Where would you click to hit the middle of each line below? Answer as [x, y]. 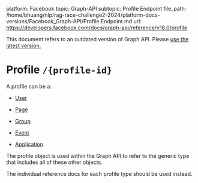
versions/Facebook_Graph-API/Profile [53, 21]
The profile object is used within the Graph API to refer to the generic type [98, 155]
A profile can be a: [29, 86]
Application [29, 144]
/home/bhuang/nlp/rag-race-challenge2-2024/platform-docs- [83, 15]
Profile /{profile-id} [59, 70]
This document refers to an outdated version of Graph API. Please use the [97, 39]
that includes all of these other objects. [55, 162]
